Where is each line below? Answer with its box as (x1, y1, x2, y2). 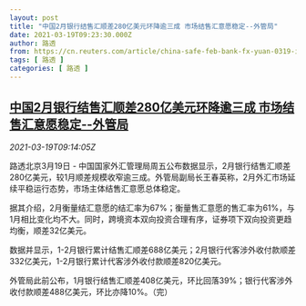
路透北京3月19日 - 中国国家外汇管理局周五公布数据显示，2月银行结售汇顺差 (9, 160, 291, 171)
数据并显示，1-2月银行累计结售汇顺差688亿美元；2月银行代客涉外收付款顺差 (9, 244, 296, 255)
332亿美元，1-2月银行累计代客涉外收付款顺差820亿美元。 (9, 255, 227, 266)
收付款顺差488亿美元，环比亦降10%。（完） (9, 286, 173, 297)
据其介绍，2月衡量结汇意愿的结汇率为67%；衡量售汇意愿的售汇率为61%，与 (9, 202, 296, 213)
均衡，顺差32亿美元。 (9, 224, 92, 236)
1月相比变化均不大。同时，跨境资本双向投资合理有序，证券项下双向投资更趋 (9, 213, 292, 224)
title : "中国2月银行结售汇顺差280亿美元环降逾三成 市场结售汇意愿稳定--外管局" (9, 22, 279, 31)
